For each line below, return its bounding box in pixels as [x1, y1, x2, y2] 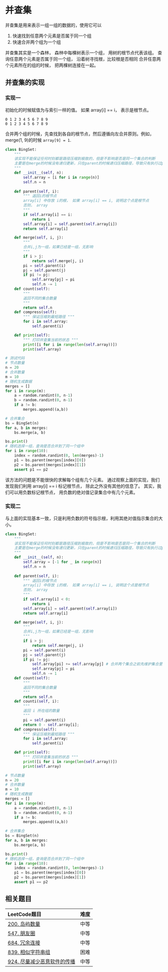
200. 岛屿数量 [7, 920, 40, 927]
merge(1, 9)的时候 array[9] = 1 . [5, 137, 71, 143]
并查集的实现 [5, 78, 45, 87]
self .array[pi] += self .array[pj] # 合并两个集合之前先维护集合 [31, 662, 159, 667]
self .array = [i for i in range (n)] [23, 175, 99, 180]
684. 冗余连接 [7, 939, 40, 946]
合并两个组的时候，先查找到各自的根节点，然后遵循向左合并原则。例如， [5, 131, 154, 137]
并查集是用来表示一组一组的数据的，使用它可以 [5, 22, 101, 28]
